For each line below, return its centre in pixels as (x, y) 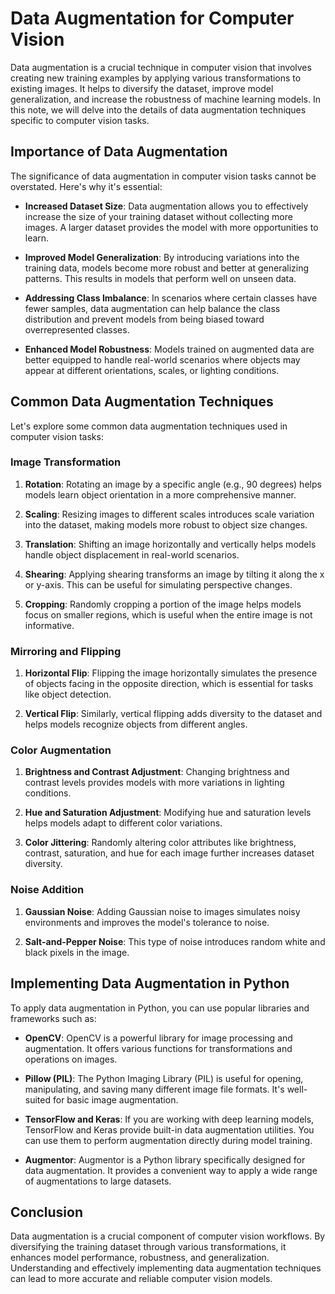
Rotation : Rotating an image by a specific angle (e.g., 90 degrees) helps (173, 484)
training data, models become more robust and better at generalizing (167, 268)
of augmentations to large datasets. (98, 1181)
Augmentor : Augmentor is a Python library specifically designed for (165, 1159)
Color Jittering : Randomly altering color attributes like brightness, (160, 843)
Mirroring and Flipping (66, 651)
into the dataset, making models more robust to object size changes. (166, 524)
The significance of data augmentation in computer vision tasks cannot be (163, 176)
